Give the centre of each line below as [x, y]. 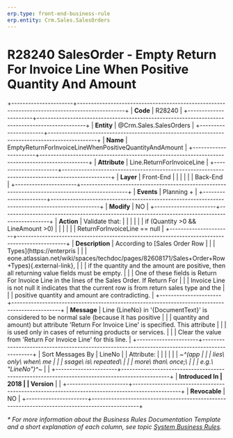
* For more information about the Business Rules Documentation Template [114, 420]
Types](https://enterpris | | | [47, 251]
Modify [120, 206]
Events [147, 192]
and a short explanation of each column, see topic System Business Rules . [115, 427]
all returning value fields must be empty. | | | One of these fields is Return [112, 273]
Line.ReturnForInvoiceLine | [169, 162]
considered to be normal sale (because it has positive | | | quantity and [109, 318]
